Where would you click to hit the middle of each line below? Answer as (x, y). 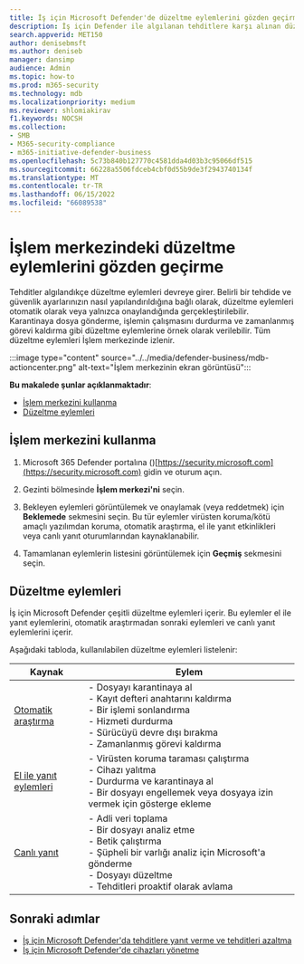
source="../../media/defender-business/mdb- (185, 358)
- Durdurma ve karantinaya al (151, 781)
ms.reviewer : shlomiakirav (60, 110)
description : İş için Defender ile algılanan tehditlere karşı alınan (145, 26)
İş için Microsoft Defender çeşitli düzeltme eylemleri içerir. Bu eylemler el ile (151, 613)
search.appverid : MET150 (56, 34)
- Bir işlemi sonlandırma (139, 710)
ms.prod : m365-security (54, 85)
